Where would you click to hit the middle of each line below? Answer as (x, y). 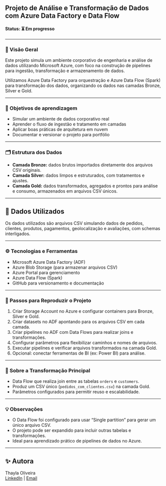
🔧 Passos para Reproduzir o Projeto (48, 300)
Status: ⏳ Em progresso (30, 29)
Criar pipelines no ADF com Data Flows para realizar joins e (73, 332)
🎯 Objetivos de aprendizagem (41, 108)
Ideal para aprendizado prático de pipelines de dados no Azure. (77, 441)
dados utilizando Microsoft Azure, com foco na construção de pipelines (78, 65)
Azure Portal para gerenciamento (46, 272)
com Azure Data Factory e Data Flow (62, 16)
